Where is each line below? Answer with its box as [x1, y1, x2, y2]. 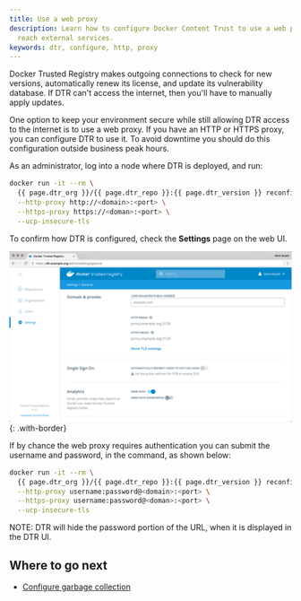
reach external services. [17, 33, 115, 42]
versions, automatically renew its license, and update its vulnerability [9, 78, 263, 89]
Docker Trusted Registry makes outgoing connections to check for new [9, 68, 272, 80]
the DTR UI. [9, 532, 52, 543]
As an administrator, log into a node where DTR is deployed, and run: [9, 161, 263, 171]
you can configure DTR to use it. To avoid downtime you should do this [9, 134, 271, 144]
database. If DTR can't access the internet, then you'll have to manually [9, 88, 273, 99]
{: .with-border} [9, 422, 67, 433]
